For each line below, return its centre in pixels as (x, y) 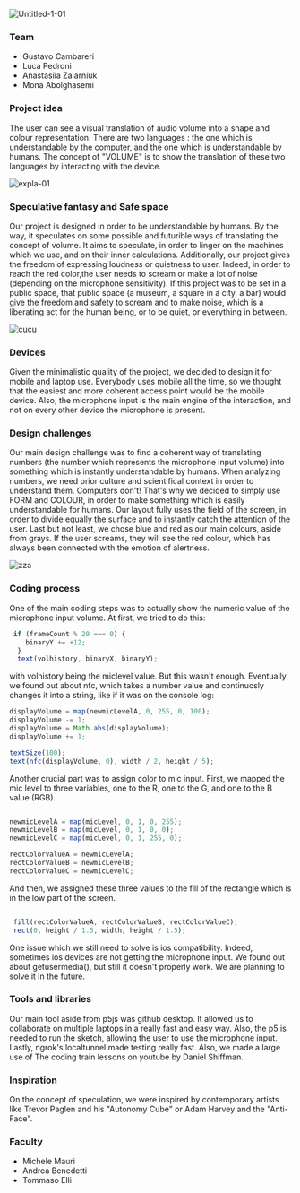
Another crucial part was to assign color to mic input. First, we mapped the (147, 778)
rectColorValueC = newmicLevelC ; (72, 871)
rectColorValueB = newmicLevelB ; (72, 863)
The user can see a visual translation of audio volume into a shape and (140, 128)
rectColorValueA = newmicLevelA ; (72, 855)
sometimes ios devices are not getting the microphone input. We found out (147, 957)
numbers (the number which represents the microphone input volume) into (147, 463)
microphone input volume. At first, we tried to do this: (107, 618)
